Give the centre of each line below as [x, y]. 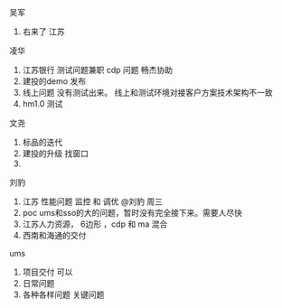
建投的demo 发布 [54, 81]
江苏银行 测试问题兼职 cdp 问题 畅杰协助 [98, 70]
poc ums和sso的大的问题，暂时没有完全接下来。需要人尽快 [132, 213]
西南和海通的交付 [54, 235]
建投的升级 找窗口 [55, 154]
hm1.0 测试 [42, 104]
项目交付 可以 [47, 272]
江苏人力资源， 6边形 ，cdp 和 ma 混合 [95, 224]
